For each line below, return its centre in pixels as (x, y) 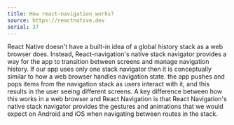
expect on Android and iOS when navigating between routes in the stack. (113, 114)
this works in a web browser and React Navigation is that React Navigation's (117, 99)
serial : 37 (23, 27)
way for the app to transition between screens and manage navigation (108, 62)
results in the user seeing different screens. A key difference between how (115, 91)
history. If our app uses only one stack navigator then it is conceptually (110, 69)
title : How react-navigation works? (61, 14)
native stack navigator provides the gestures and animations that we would (116, 107)
